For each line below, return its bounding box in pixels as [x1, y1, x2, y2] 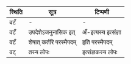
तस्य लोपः [28, 48, 50, 56]
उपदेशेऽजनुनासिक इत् [28, 28, 76, 36]
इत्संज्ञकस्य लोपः [82, 48, 118, 56]
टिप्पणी [94, 8, 110, 16]
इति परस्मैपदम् [82, 38, 113, 46]
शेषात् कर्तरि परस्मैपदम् [28, 38, 77, 46]
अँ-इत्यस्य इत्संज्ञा [82, 28, 122, 36]
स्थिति [9, 8, 23, 16]
